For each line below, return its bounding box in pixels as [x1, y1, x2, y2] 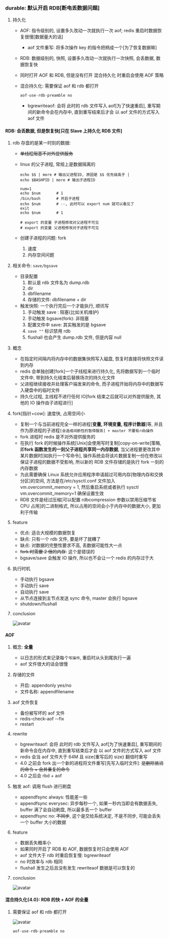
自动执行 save [20, 589, 49, 595]
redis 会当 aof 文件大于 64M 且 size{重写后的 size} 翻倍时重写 [20, 754, 148, 760]
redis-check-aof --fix [20, 715, 64, 721]
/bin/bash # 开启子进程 [20, 196, 79, 201]
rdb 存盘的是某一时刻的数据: [12, 140, 71, 146]
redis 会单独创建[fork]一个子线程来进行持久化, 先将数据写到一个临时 [20, 369, 160, 375]
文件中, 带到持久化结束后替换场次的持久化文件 [20, 375, 116, 381]
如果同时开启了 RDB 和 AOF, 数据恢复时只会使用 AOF [20, 846, 129, 852]
